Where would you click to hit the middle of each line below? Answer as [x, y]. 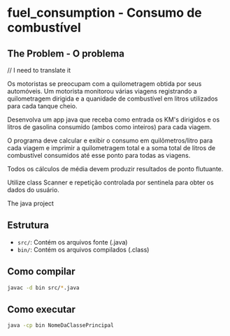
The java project [31, 203]
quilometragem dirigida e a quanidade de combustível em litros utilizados [113, 98]
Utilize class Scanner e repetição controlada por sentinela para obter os [111, 182]
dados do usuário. [33, 190]
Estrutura [28, 225]
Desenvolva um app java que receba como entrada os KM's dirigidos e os [114, 119]
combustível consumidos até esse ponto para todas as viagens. [99, 155]
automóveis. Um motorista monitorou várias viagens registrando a [102, 91]
